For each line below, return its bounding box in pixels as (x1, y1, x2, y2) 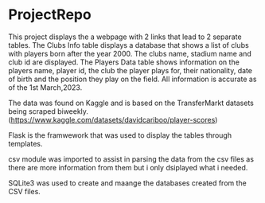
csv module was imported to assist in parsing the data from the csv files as (8, 154, 255, 164)
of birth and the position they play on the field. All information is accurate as (8, 74, 257, 84)
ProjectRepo (8, 6, 92, 24)
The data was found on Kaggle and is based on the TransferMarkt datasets (8, 98, 255, 107)
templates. (8, 139, 43, 148)
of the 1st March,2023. (8, 82, 83, 92)
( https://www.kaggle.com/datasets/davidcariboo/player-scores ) (8, 115, 218, 124)
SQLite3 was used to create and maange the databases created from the (8, 178, 247, 188)
